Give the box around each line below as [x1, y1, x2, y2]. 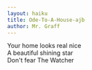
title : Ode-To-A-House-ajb [7, 16, 85, 23]
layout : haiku [7, 10, 48, 17]
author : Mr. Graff [7, 23, 60, 30]
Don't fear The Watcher [7, 56, 75, 65]
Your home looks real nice [7, 42, 82, 50]
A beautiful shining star [7, 49, 74, 57]
